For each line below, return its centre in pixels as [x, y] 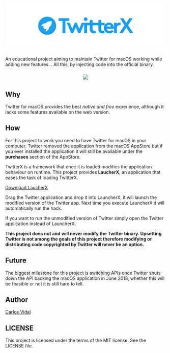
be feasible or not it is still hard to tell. [45, 283]
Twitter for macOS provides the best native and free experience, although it [84, 107]
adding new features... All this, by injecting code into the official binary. [80, 64]
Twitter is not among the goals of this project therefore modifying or [79, 239]
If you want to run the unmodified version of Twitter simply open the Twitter [84, 218]
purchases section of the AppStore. [43, 157]
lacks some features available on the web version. [58, 112]
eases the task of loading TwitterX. [42, 178]
